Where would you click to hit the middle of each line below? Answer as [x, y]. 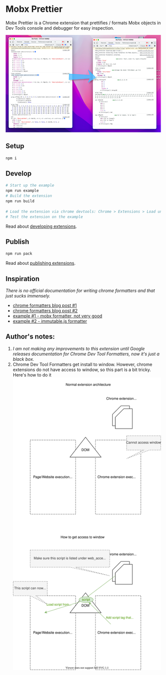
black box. [23, 359]
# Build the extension [29, 196]
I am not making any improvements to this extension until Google [79, 348]
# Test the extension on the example [44, 217]
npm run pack [19, 254]
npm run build [20, 201]
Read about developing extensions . [41, 226]
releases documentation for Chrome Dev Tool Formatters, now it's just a [86, 354]
